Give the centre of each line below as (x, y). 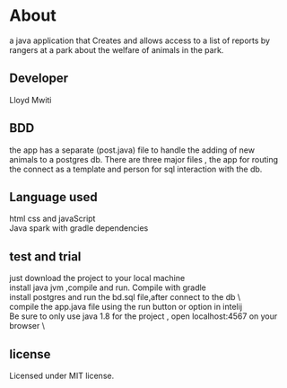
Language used (54, 197)
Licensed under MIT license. (62, 375)
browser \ (27, 326)
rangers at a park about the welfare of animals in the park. (117, 49)
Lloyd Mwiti (30, 100)
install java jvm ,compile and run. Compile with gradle (108, 287)
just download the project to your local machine (97, 278)
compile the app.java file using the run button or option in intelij (126, 307)
